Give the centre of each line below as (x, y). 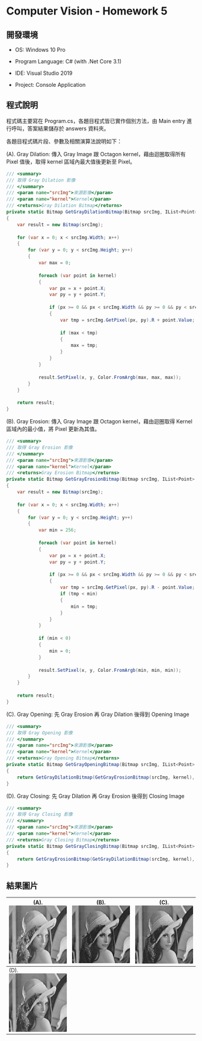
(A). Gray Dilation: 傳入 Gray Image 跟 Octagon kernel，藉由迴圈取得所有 (96, 154)
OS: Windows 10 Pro (40, 50)
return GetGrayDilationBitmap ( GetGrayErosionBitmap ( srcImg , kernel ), (106, 777)
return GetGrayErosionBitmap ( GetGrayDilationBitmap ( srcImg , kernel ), (106, 859)
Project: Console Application (50, 85)
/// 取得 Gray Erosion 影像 (40, 448)
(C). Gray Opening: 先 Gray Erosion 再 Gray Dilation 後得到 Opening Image (98, 714)
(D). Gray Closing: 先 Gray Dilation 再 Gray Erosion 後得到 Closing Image (96, 796)
